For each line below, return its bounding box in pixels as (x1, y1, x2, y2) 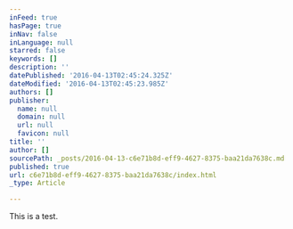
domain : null (17, 112, 66, 121)
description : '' (9, 63, 69, 72)
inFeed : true (9, 12, 58, 22)
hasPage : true (9, 21, 62, 30)
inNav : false (9, 29, 58, 38)
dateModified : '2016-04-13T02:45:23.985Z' (9, 79, 169, 88)
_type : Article (9, 179, 66, 188)
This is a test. (9, 211, 59, 222)
